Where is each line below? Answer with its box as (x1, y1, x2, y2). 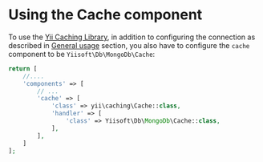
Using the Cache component (8, 6, 203, 24)
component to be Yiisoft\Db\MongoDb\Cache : (8, 49, 156, 59)
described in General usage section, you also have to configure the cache (8, 40, 250, 50)
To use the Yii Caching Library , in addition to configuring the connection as (8, 32, 256, 42)
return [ (8, 64, 38, 73)
